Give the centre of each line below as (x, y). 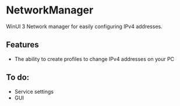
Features (22, 45)
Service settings (34, 91)
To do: (18, 78)
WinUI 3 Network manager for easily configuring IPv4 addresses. (84, 26)
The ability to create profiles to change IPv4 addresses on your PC (94, 59)
